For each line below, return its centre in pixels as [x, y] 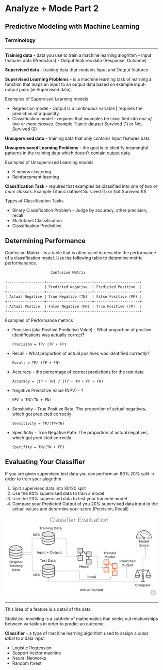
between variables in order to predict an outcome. [55, 624]
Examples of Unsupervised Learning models [49, 162]
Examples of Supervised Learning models [47, 99]
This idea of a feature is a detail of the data [48, 609]
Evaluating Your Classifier [45, 462]
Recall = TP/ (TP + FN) [36, 363]
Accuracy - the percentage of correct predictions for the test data [78, 372]
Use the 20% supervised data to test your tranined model [69, 498]
